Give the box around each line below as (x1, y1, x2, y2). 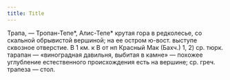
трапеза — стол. (7, 65, 56, 73)
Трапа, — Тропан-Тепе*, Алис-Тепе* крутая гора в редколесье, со (7, 29, 202, 37)
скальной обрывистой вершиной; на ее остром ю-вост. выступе (7, 36, 198, 44)
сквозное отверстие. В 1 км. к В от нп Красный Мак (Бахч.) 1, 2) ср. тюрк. (7, 43, 224, 51)
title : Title (7, 10, 45, 17)
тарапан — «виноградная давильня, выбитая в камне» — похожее (7, 51, 203, 59)
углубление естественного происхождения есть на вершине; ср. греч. (7, 57, 216, 66)
